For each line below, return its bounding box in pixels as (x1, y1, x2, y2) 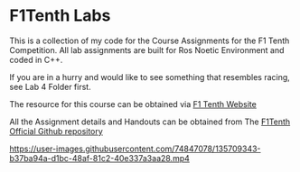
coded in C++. (9, 54, 63, 65)
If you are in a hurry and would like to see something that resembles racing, (9, 71, 291, 82)
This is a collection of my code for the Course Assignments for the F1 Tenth (9, 35, 290, 46)
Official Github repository (9, 125, 104, 136)
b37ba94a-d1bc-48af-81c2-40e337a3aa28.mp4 (9, 152, 190, 163)
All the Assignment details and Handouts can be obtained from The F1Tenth (9, 116, 291, 127)
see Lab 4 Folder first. (9, 81, 92, 92)
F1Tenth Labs (9, 5, 111, 26)
